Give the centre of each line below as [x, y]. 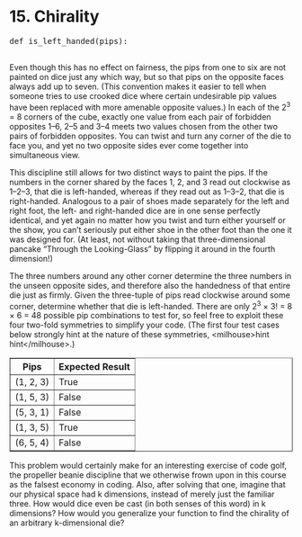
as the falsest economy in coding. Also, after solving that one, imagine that [147, 485]
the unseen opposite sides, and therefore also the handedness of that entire [150, 285]
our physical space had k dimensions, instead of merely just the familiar [142, 494]
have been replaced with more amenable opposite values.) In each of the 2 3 [150, 106]
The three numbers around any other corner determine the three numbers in [151, 275]
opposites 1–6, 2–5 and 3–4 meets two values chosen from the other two [144, 126]
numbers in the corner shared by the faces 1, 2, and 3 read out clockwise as [150, 182]
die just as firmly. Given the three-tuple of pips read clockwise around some [150, 295]
